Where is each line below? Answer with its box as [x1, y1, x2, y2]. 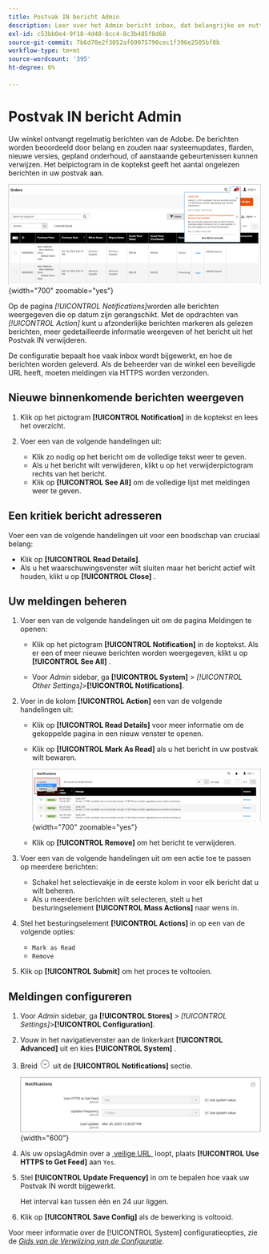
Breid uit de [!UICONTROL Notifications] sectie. [19, 1061, 193, 1071]
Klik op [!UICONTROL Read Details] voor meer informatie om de [31, 721, 244, 730]
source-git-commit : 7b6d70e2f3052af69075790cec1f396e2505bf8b [8, 38, 220, 46]
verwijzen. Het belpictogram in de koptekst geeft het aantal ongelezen [8, 159, 240, 169]
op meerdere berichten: [19, 862, 98, 872]
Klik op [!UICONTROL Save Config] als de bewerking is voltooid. [19, 1212, 234, 1221]
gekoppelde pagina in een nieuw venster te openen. [31, 729, 204, 738]
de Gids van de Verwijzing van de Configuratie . [8, 1236, 165, 1245]
